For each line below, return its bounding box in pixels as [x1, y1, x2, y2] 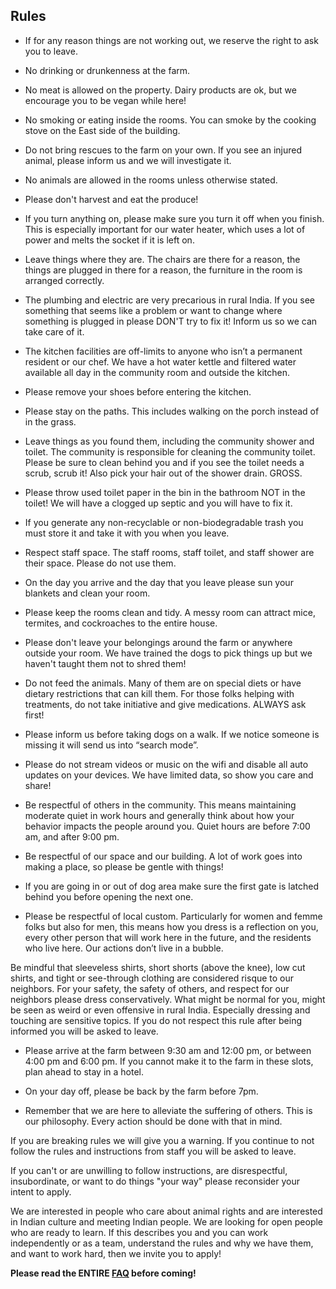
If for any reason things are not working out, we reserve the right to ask [24, 34, 319, 46]
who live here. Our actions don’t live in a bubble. [24, 942, 224, 954]
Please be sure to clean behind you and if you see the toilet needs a [24, 456, 305, 468]
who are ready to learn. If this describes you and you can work [10, 1226, 269, 1238]
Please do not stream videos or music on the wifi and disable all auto [24, 758, 309, 770]
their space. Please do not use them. [24, 557, 177, 569]
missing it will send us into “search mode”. [24, 739, 199, 751]
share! [24, 779, 52, 791]
